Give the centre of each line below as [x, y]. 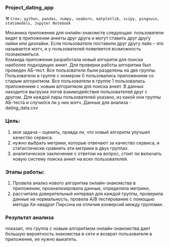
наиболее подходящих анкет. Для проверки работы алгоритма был [78, 65]
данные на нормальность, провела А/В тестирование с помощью [83, 199]
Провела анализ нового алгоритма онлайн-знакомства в [74, 183]
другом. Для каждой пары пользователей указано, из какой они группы [83, 97]
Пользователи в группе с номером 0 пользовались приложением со [80, 76]
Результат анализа [30, 217]
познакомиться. [22, 54]
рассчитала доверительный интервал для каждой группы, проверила [88, 193]
